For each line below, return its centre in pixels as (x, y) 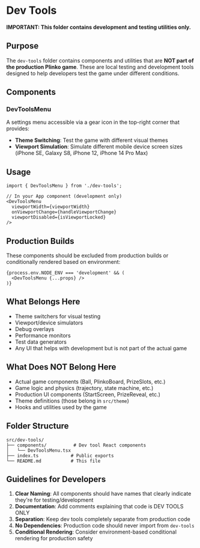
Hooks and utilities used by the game (61, 407)
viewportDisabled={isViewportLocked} (59, 218)
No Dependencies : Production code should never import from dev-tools (105, 526)
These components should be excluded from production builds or (87, 255)
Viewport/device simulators (49, 323)
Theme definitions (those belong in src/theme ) (72, 401)
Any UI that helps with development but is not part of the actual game (101, 348)
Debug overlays (35, 329)
